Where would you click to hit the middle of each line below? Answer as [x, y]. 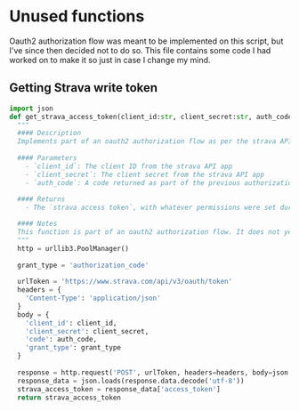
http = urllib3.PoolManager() [73, 248]
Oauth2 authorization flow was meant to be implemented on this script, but [146, 41]
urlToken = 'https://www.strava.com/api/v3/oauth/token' [125, 282]
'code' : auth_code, [61, 340]
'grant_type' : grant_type [73, 348]
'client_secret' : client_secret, [87, 331]
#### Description [49, 133]
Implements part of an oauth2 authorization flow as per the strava [147, 141]
